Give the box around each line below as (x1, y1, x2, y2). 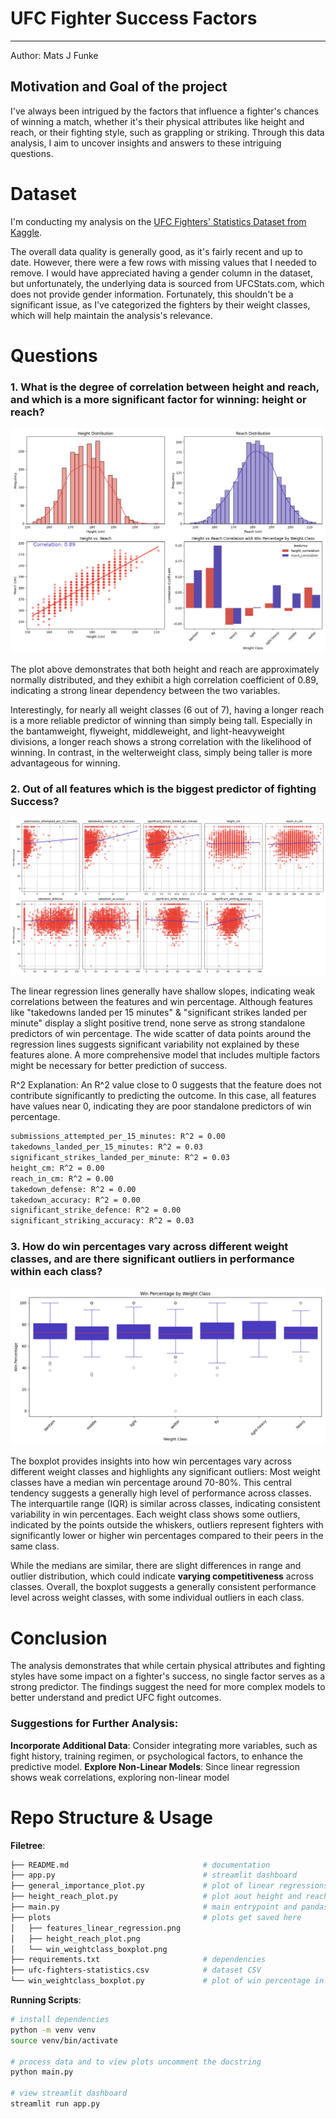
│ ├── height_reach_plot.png (10, 1933, 141, 1944)
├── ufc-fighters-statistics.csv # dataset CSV (10, 1965, 262, 1976)
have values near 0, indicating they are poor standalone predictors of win (10, 1100, 312, 1112)
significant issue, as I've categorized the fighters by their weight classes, (10, 298, 311, 311)
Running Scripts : (10, 1994, 82, 2006)
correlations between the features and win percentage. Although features (10, 996, 313, 1008)
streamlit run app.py (10, 2099, 101, 2109)
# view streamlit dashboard (10, 2088, 128, 2099)
